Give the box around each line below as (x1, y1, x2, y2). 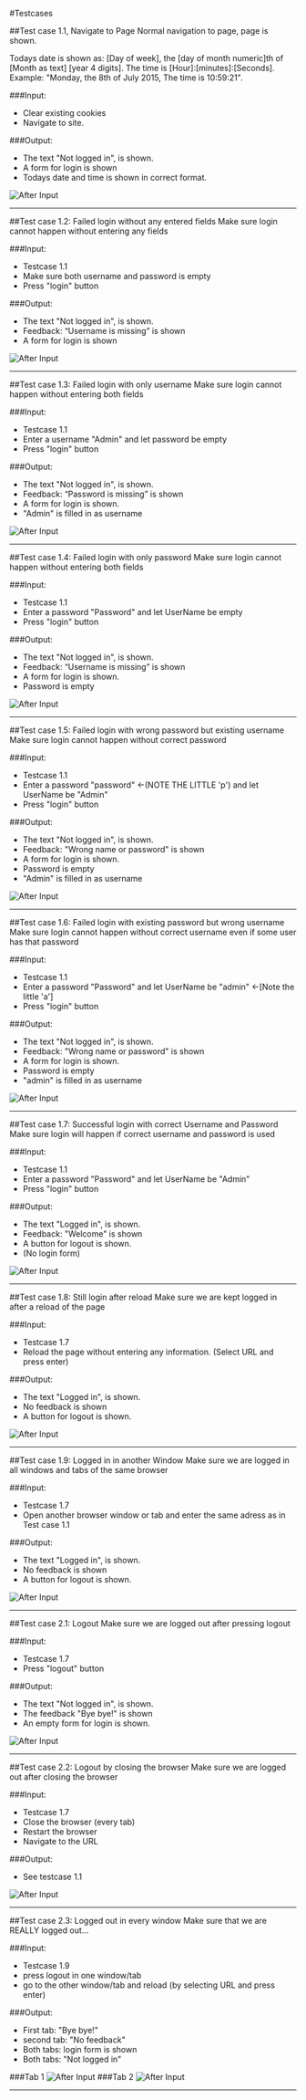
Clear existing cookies (22, 108, 107, 118)
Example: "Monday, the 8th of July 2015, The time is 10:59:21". (9, 72, 243, 83)
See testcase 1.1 (22, 1871, 83, 1882)
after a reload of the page (9, 1301, 106, 1312)
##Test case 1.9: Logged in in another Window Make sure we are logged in (9, 1455, 290, 1466)
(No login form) (22, 1248, 80, 1259)
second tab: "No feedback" (22, 2034, 126, 2045)
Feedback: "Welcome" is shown (22, 1228, 143, 1239)
